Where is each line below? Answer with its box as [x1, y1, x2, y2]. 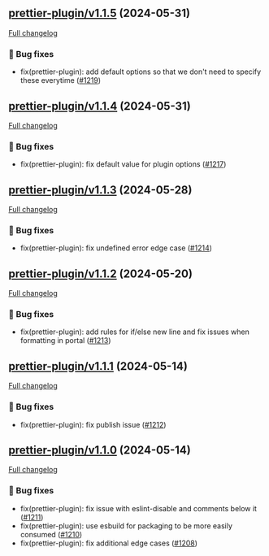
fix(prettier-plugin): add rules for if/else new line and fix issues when [20, 327, 249, 337]
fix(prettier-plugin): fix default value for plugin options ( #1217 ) [20, 159, 227, 169]
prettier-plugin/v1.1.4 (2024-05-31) [8, 99, 191, 113]
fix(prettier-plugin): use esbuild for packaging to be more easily [20, 520, 233, 531]
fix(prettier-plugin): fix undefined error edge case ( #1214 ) [20, 243, 213, 253]
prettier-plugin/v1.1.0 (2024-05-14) [8, 443, 191, 457]
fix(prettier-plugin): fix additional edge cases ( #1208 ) [20, 538, 197, 548]
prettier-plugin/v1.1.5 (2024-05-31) [8, 7, 191, 20]
